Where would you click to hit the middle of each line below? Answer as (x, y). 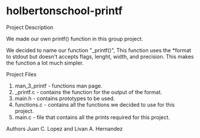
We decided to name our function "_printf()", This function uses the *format (99, 50)
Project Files (21, 74)
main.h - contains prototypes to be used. (65, 98)
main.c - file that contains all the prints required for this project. (92, 117)
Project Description (30, 27)
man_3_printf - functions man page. (59, 86)
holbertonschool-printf (65, 11)
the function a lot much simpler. (45, 63)
